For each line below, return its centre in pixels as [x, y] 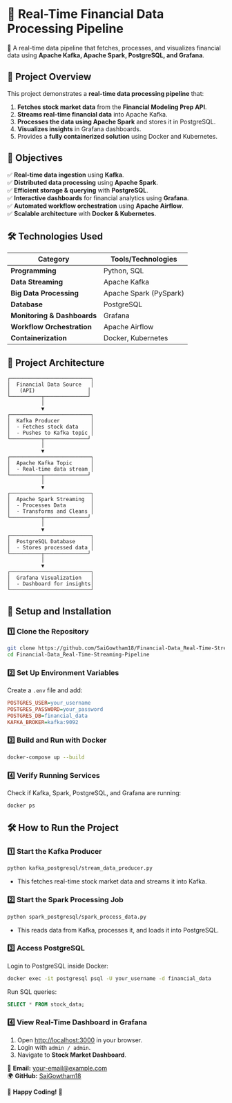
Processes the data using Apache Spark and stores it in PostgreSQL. [116, 121]
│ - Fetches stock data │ [51, 427]
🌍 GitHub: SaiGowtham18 [44, 1075]
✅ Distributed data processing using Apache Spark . [83, 182]
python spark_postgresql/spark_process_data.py [77, 917]
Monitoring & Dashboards [54, 315]
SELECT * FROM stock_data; [46, 1004]
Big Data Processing [45, 293]
